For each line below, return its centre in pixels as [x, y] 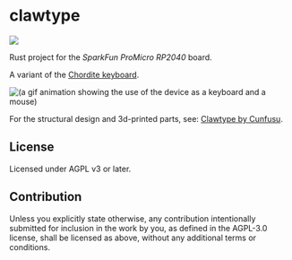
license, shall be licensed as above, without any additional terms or [133, 238]
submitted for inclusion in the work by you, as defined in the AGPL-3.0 [138, 228]
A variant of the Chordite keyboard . [74, 74]
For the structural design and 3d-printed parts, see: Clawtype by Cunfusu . [146, 118]
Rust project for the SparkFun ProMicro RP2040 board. [111, 57]
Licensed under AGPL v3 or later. [70, 169]
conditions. [30, 247]
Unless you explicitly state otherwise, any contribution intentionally [133, 218]
